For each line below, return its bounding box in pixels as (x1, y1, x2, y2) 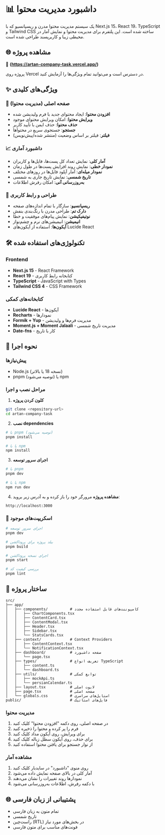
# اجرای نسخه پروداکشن (5, 553, 48, 558)
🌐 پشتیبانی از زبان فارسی (5, 795, 76, 803)
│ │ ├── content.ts (5, 663, 55, 668)
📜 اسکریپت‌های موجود (5, 515, 53, 522)
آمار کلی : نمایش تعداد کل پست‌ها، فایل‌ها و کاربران (12, 158, 106, 164)
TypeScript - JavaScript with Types (12, 278, 86, 284)
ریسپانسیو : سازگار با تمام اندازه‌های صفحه (12, 203, 90, 209)
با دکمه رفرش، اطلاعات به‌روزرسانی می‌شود (12, 781, 95, 787)
